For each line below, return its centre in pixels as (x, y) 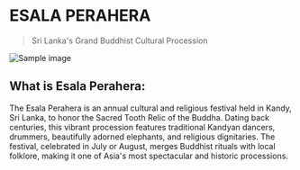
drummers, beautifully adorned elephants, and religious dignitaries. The (142, 137)
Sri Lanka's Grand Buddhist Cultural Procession (119, 40)
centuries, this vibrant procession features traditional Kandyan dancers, (142, 127)
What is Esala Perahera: (77, 86)
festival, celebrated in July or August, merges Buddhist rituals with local (143, 146)
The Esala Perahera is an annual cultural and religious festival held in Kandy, (151, 108)
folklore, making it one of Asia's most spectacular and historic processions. (149, 156)
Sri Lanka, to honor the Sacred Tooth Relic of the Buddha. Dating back (140, 117)
